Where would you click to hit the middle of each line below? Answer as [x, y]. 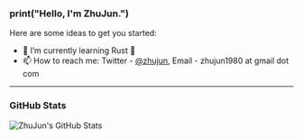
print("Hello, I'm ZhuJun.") [69, 14]
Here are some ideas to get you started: [83, 33]
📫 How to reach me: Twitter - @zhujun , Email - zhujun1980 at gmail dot [156, 60]
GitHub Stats [38, 106]
